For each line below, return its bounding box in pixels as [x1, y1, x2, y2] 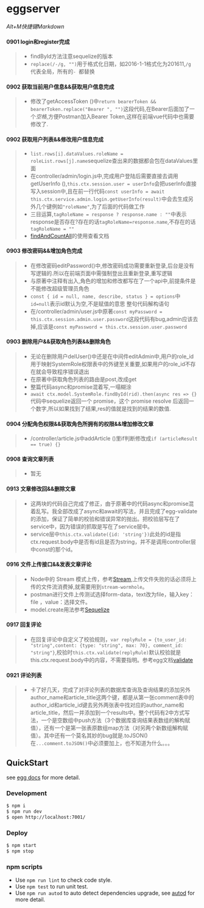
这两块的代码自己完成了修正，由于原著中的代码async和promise [30, 500, 189, 507]
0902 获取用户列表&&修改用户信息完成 [6, 135, 104, 143]
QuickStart [6, 757, 49, 768]
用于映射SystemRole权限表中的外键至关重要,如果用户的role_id [30, 360, 186, 367]
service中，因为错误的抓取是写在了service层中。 [30, 522, 153, 530]
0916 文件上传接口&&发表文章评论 [6, 561, 92, 568]
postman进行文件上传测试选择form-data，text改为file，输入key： [30, 591, 195, 598]
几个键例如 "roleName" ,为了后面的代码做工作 [35, 203, 145, 210]
